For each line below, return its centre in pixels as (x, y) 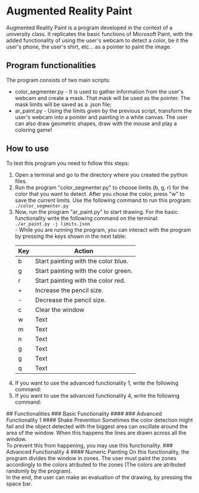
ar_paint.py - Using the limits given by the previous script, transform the (103, 111)
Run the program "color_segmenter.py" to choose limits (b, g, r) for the (102, 187)
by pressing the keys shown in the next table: (71, 236)
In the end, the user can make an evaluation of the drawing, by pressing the (99, 477)
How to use (27, 149)
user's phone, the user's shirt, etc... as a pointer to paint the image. (89, 47)
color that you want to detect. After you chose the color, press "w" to (100, 193)
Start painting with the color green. (84, 271)
